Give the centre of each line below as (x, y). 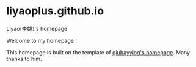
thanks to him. (24, 59)
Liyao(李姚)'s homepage (37, 28)
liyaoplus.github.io (55, 11)
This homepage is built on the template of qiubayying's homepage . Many (98, 52)
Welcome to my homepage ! (42, 40)
